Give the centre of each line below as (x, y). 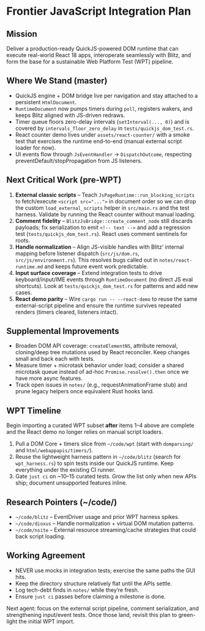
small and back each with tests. (55, 359)
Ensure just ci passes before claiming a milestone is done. (91, 596)
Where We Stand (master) (57, 81)
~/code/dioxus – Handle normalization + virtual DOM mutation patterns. (105, 523)
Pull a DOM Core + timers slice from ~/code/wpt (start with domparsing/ (104, 444)
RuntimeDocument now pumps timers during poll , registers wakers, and (104, 108)
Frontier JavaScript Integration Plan (99, 11)
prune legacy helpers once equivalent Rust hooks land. (84, 391)
